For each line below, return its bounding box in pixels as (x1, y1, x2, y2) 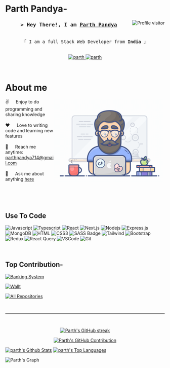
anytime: (5, 149, 24, 155)
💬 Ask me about (5, 171, 44, 177)
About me (5, 82, 48, 93)
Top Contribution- (5, 260, 63, 269)
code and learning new (5, 128, 53, 134)
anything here (5, 176, 34, 182)
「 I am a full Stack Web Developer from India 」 (22, 39, 148, 45)
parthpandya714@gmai (5, 155, 54, 161)
